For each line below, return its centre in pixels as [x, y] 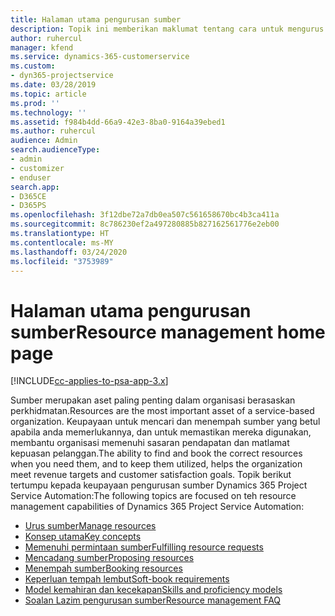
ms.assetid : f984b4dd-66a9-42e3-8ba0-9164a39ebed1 [118, 122]
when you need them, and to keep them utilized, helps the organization [156, 464]
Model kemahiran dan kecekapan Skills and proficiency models [153, 590]
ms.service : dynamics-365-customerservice [100, 57]
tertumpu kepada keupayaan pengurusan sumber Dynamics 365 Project [159, 485]
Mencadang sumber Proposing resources [109, 558]
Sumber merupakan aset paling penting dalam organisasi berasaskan [153, 400]
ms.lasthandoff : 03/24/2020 [69, 252]
